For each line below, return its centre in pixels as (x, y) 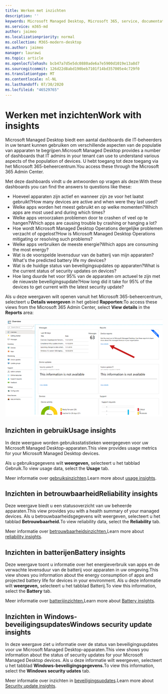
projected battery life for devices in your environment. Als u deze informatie (83, 580)
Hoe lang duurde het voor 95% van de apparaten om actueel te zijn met (86, 276)
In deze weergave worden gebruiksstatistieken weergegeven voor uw (77, 443)
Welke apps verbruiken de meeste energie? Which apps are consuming (85, 244)
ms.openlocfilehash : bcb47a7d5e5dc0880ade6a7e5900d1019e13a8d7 (72, 63)
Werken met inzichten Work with (73, 115)
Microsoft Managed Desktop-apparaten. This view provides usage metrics (81, 448)
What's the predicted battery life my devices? (59, 260)
